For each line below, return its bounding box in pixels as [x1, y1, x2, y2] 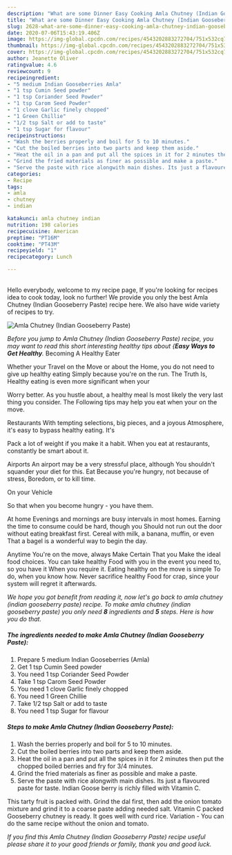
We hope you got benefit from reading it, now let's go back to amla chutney [7, 593, 223, 601]
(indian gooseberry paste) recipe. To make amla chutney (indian [7, 600, 191, 608]
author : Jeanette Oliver [7, 55, 79, 62]
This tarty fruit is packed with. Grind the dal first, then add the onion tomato [7, 797, 222, 805]
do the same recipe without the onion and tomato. [7, 819, 149, 827]
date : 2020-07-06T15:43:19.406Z [7, 29, 100, 37]
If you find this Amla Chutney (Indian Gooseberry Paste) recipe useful [7, 832, 206, 841]
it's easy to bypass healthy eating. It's [7, 426, 115, 434]
